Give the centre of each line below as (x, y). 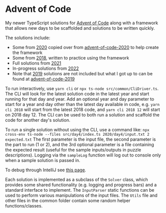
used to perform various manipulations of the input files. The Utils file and (81, 195)
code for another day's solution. (38, 120)
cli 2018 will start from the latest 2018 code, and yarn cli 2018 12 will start (83, 109)
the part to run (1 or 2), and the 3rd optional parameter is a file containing (80, 144)
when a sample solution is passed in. (43, 160)
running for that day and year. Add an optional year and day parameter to (80, 99)
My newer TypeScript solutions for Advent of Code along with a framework (82, 23)
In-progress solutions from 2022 (46, 68)
